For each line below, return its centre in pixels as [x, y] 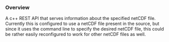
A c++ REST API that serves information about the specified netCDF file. [80, 18]
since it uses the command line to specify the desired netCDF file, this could [85, 29]
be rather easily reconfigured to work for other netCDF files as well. [76, 34]
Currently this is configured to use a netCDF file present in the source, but [82, 23]
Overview [17, 7]
